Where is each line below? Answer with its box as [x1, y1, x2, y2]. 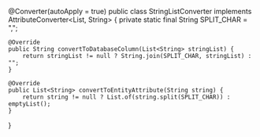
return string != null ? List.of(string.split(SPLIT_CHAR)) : [22, 93, 231, 101]
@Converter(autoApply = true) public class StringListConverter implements [8, 7, 252, 16]
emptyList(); [8, 100, 51, 108]
